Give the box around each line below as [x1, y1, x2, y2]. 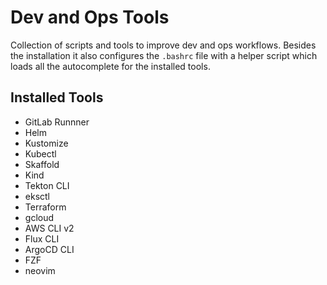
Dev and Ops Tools [10, 6, 170, 29]
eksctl [24, 190, 51, 202]
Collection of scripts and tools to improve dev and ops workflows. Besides [10, 39, 317, 51]
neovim [24, 264, 56, 276]
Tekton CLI [24, 179, 70, 191]
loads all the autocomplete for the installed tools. [10, 60, 211, 72]
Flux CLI [24, 232, 60, 245]
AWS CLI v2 [24, 222, 75, 234]
